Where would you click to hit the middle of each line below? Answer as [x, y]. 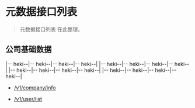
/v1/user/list [28, 99]
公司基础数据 [29, 49]
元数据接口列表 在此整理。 [51, 29]
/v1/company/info [35, 88]
